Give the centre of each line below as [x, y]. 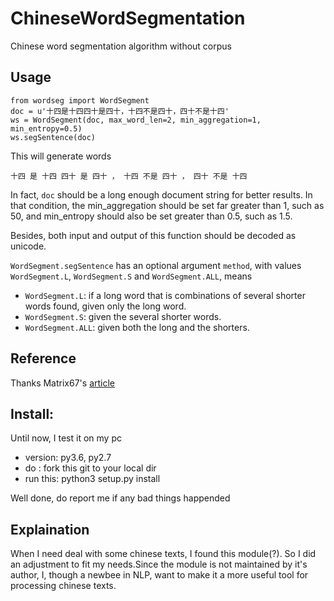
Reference [43, 358]
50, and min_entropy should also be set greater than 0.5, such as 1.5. [151, 216]
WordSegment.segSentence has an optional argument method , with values [156, 265]
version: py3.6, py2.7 [68, 458]
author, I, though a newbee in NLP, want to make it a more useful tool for [159, 575]
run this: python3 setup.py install [92, 479]
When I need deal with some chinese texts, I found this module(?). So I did [163, 554]
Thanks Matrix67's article [62, 383]
